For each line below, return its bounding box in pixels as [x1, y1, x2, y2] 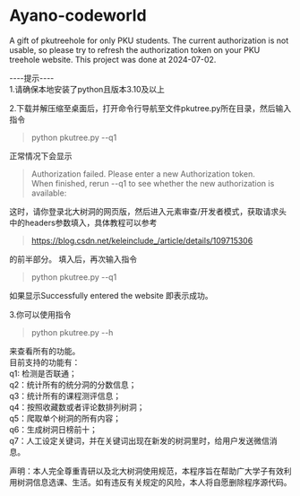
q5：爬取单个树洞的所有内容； [9, 413, 121, 423]
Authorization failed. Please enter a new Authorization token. [30, 168, 255, 179]
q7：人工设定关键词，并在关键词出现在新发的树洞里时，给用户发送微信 [9, 435, 270, 446]
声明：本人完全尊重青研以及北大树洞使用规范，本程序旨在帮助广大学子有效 [9, 466, 284, 476]
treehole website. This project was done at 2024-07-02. [9, 54, 217, 65]
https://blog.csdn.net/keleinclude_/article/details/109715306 [30, 235, 253, 246]
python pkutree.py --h [30, 326, 114, 337]
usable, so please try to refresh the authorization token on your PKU [9, 44, 261, 55]
